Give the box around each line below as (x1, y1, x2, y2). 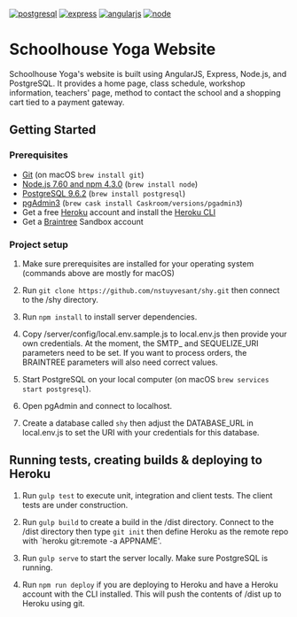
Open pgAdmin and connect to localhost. (21, 400, 173, 411)
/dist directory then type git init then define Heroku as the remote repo (21, 526, 289, 536)
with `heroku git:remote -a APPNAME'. (21, 536, 162, 546)
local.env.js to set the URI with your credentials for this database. (21, 427, 260, 437)
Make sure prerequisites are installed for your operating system (21, 258, 254, 269)
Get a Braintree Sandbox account (21, 216, 144, 227)
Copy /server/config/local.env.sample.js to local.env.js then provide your (21, 328, 287, 339)
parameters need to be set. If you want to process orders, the (21, 347, 247, 358)
